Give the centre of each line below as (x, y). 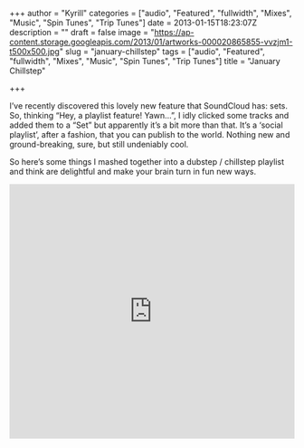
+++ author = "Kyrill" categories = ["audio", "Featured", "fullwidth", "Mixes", (151, 13)
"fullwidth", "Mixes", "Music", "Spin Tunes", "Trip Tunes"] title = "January (145, 61)
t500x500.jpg (35, 52)
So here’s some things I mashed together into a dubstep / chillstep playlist (147, 162)
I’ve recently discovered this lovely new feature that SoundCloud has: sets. (148, 106)
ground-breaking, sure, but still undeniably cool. (99, 144)
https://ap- (174, 32)
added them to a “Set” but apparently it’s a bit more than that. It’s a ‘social (146, 125)
